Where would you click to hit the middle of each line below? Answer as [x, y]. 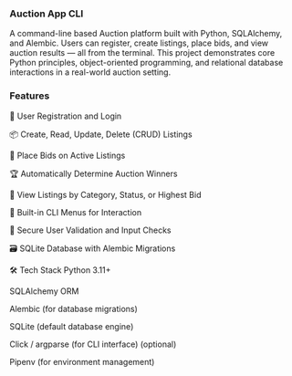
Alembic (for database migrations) [74, 308]
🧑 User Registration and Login [66, 116]
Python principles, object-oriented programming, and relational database [146, 63]
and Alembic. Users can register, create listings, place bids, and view [139, 43]
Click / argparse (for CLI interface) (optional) [93, 344]
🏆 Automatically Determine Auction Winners [94, 173]
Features [30, 96]
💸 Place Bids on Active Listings [68, 155]
